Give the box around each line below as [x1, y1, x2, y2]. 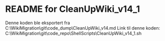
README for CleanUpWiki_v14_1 [5, 3, 140, 15]
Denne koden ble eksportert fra [5, 20, 70, 26]
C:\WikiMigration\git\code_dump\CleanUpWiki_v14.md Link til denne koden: [5, 25, 160, 31]
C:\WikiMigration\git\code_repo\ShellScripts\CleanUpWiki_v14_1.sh [5, 30, 142, 36]
